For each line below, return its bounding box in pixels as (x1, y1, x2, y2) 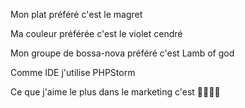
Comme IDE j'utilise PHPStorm (10, 67, 136, 78)
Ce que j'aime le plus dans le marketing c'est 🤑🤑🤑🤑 (10, 86, 221, 98)
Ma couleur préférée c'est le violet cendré (10, 28, 183, 39)
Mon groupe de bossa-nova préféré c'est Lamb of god (10, 47, 235, 59)
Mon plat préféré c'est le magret (10, 9, 143, 20)
